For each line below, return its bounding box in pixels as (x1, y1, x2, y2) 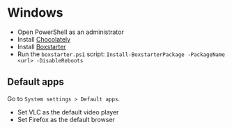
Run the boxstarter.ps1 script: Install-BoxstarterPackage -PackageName (17, 50, 225, 58)
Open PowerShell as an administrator (17, 28, 124, 36)
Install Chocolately (17, 35, 71, 43)
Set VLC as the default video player (17, 108, 119, 116)
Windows (7, 5, 63, 21)
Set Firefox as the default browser (17, 115, 115, 123)
